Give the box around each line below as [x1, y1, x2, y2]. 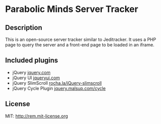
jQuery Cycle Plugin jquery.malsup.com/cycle [12, 85, 106, 91]
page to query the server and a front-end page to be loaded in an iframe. [5, 42, 155, 48]
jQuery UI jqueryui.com [12, 75, 60, 81]
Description [5, 23, 42, 32]
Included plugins [5, 56, 58, 65]
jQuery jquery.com [12, 69, 51, 75]
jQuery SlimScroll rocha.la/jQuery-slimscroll [12, 80, 102, 86]
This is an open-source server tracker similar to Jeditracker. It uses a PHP [5, 36, 157, 42]
